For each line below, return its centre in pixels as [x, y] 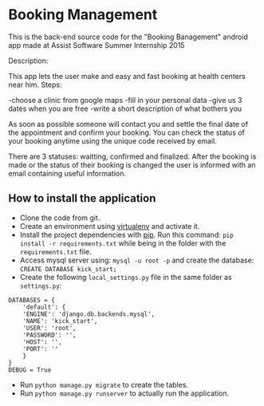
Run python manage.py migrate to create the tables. [104, 384]
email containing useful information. [67, 173]
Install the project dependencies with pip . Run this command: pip [126, 235]
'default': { [44, 307]
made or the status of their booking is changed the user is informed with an [132, 164]
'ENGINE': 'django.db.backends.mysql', [89, 314]
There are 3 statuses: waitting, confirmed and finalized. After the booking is [132, 156]
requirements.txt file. [55, 251]
